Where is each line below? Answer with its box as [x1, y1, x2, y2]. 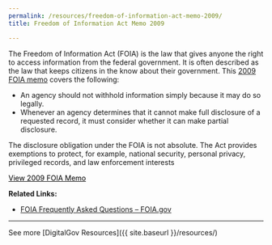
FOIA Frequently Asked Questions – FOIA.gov [19, 204, 172, 214]
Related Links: [8, 188, 57, 198]
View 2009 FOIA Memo [8, 173, 87, 183]
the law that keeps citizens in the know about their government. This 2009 [8, 65, 257, 75]
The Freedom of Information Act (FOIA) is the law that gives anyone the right [8, 49, 264, 58]
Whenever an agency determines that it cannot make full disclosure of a [19, 107, 261, 117]
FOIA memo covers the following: [8, 74, 120, 84]
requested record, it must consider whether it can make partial [19, 116, 229, 125]
